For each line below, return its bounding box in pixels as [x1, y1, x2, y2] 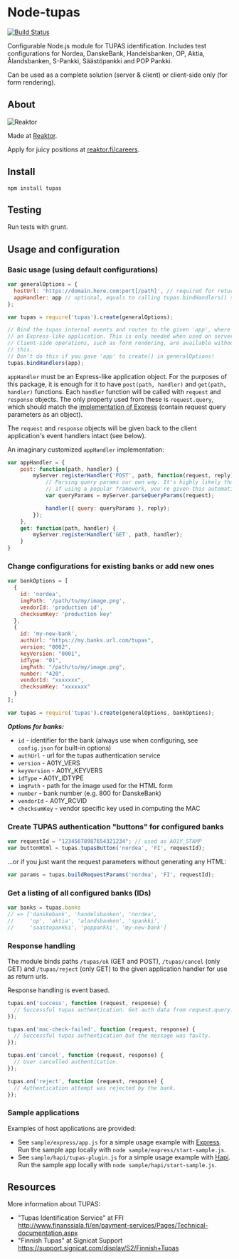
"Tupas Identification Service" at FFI [17, 1213, 124, 1222]
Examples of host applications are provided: [7, 1124, 137, 1132]
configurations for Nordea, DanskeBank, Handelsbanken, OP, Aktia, [7, 49, 205, 58]
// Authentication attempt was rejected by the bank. [14, 1084, 176, 1092]
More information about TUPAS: [7, 1200, 101, 1208]
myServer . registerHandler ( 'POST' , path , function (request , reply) [33, 472, 234, 479]
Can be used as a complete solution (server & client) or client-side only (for [7, 70, 228, 79]
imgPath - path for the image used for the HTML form [17, 781, 173, 790]
